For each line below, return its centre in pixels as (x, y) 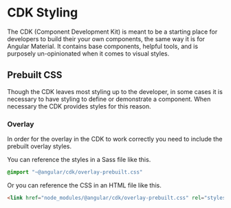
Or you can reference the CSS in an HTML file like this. (84, 185)
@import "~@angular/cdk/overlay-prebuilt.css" (75, 172)
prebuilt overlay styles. (40, 146)
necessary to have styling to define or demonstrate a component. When (109, 99)
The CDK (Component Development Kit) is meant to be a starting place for (112, 32)
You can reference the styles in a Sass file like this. (79, 160)
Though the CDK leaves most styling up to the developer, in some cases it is (115, 91)
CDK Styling (43, 13)
